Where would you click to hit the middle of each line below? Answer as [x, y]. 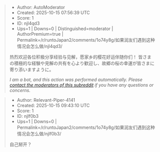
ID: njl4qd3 [28, 23]
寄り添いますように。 [31, 69]
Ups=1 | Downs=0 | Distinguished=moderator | [65, 29]
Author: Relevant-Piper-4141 [46, 100]
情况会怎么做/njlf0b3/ [39, 134]
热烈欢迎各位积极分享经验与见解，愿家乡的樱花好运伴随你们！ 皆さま [80, 57]
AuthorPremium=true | [40, 34]
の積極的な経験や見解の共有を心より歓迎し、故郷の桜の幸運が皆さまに [82, 63]
